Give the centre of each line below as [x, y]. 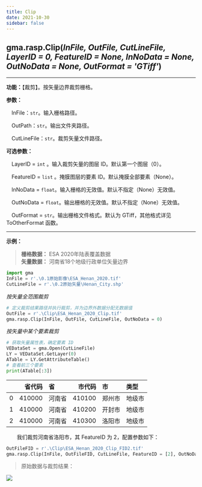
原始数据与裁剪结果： [47, 466]
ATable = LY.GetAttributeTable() [48, 360]
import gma [20, 273]
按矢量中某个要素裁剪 [32, 331]
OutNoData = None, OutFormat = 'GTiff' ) [84, 66]
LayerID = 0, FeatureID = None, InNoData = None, [100, 57]
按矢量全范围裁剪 [27, 297]
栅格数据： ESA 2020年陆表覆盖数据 [66, 254]
